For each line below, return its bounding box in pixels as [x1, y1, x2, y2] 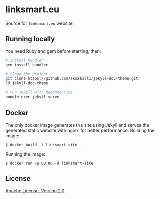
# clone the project [5, 71, 49, 76]
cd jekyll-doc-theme [5, 81, 49, 86]
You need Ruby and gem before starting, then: [5, 48, 101, 54]
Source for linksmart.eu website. [5, 20, 74, 26]
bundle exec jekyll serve [5, 94, 59, 99]
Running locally [5, 35, 55, 43]
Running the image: [5, 151, 46, 157]
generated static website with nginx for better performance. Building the [5, 127, 155, 133]
